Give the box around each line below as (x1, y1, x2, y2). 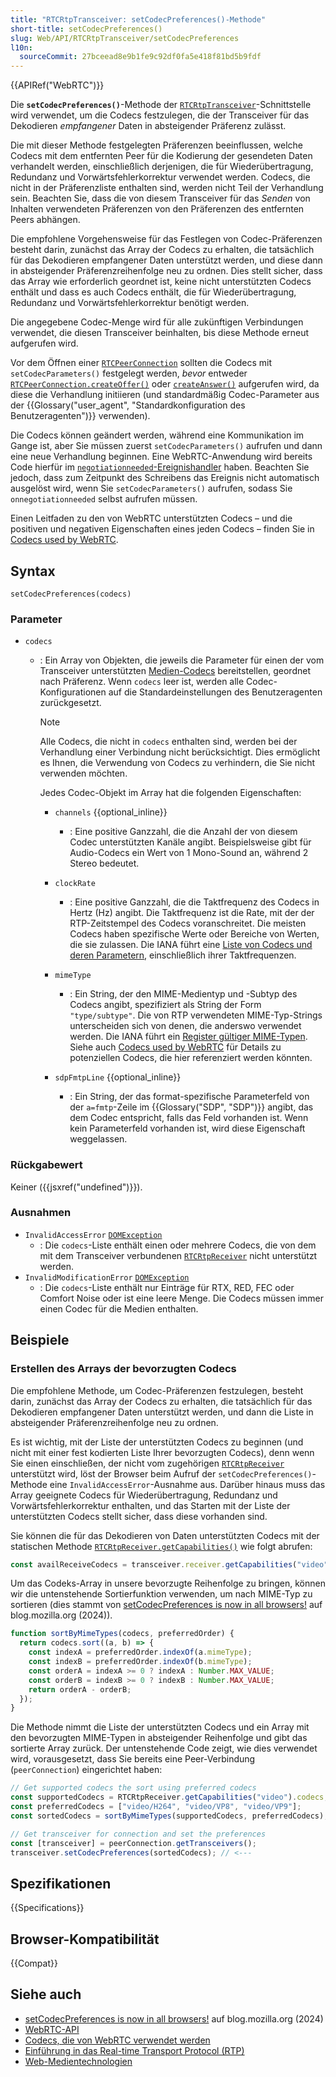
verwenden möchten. (39, 767, 128, 780)
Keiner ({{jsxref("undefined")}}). (10, 1181, 143, 1193)
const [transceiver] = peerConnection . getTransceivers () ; (10, 1838, 257, 1848)
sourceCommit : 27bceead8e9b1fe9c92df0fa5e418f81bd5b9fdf (19, 52, 262, 62)
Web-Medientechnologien (24, 2055, 133, 2067)
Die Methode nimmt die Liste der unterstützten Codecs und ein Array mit (10, 1721, 310, 1733)
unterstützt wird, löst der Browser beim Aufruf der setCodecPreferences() (10, 1467, 313, 1480)
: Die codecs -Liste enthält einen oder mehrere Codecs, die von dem (39, 1239, 317, 1251)
